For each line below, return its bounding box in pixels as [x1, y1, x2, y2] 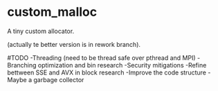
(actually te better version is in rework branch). [7, 40, 140, 48]
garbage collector [33, 75, 84, 83]
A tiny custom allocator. [7, 27, 75, 35]
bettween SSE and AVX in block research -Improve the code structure [7, 68, 206, 77]
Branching [7, 61, 37, 69]
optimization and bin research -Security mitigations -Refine [37, 61, 207, 69]
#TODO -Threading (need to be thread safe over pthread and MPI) [7, 53, 196, 62]
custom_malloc [7, 4, 98, 20]
